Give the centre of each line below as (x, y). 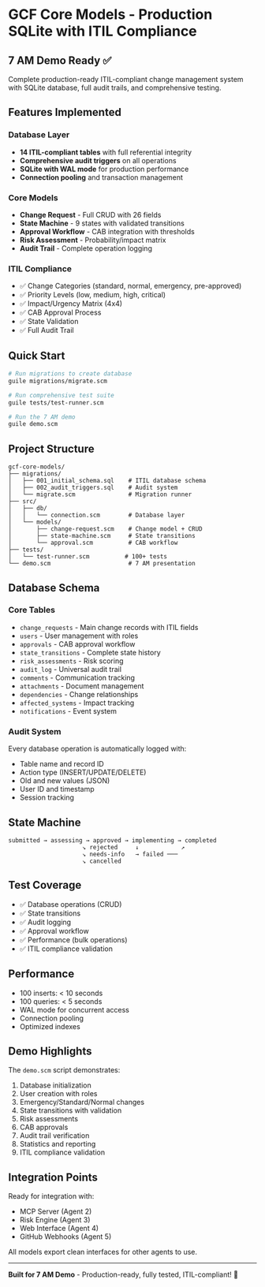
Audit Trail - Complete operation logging (86, 248)
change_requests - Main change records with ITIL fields (109, 627)
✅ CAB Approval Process (60, 312)
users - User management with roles (79, 636)
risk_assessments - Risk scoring (71, 661)
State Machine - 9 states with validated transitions (102, 223)
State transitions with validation (71, 1110)
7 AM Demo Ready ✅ (60, 60)
